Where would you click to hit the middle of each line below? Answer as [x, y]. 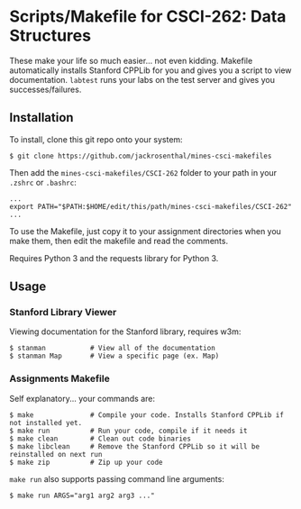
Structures [50, 36]
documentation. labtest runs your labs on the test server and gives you [142, 79]
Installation [41, 118]
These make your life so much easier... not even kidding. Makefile [131, 60]
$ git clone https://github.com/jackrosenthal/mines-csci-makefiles [141, 156]
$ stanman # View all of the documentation [113, 349]
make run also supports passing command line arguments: [117, 478]
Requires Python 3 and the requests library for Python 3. [114, 258]
